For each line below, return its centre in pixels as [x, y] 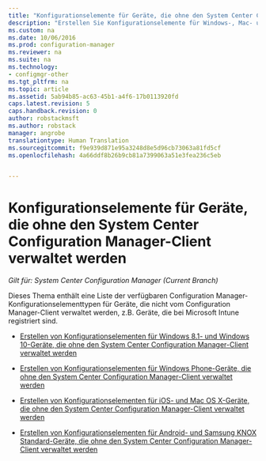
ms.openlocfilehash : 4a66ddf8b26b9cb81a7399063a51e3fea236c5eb [115, 155]
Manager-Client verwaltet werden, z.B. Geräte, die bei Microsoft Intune [124, 312]
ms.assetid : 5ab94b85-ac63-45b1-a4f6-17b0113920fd [93, 96]
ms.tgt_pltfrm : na [38, 81]
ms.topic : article [38, 89]
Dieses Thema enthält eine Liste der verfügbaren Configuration [111, 296]
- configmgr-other [38, 74]
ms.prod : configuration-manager [61, 45]
